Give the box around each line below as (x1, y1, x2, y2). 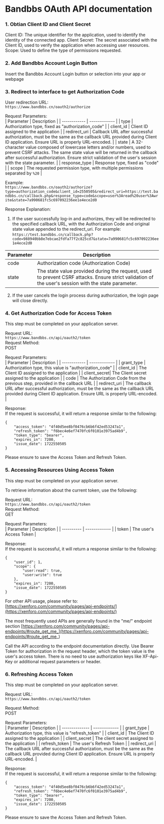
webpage (5, 76, 24, 82)
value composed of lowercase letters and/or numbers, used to (25, 144, 151, 150)
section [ (5, 623, 23, 629)
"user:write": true (22, 572, 62, 577)
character (5, 144, 25, 150)
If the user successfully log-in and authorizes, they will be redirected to (12, 216, 156, 222)
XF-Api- (142, 653, 159, 659)
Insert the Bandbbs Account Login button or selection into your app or (5, 71, 146, 77)
